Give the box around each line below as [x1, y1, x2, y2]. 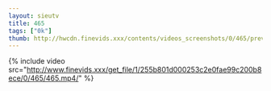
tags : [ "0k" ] [8, 27, 52, 35]
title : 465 [8, 19, 45, 27]
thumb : [8, 34, 31, 43]
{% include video [8, 56, 66, 66]
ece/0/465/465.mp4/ [8, 73, 79, 83]
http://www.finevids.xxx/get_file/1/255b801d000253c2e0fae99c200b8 [27, 65, 262, 75]
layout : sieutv [8, 11, 60, 20]
